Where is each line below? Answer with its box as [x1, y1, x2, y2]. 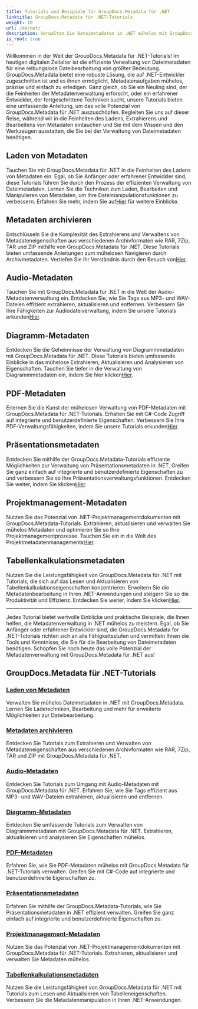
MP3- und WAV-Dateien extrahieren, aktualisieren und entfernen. [6, 793, 164, 800]
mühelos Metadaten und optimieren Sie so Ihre [6, 526, 120, 533]
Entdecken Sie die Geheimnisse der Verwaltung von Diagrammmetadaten [6, 346, 184, 353]
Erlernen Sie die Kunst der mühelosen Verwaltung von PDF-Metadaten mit [6, 404, 186, 411]
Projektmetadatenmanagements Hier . [6, 538, 95, 546]
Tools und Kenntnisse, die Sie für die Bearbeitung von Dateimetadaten [6, 638, 177, 646]
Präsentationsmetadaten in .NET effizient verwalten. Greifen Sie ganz [6, 909, 174, 916]
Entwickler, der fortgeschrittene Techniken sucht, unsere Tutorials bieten [6, 96, 183, 103]
